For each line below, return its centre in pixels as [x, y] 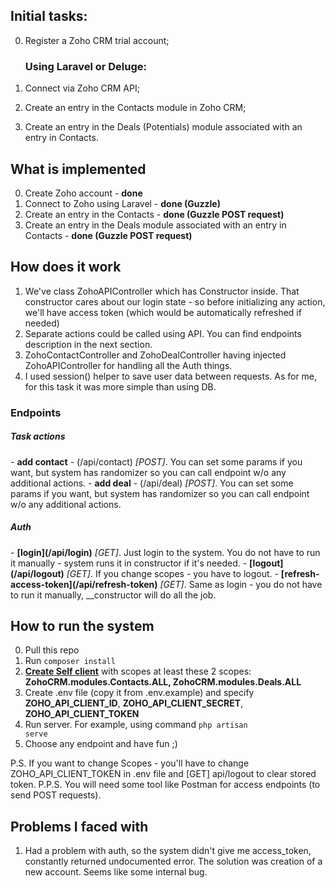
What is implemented [78, 169]
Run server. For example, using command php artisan [136, 725]
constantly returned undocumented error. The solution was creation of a [173, 861]
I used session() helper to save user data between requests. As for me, [171, 376]
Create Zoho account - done [83, 193]
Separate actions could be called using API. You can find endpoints [163, 333]
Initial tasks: [49, 16]
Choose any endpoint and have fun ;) [101, 744]
